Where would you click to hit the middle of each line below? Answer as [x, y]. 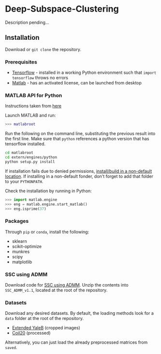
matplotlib [22, 262]
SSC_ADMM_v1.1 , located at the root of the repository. [56, 290]
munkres [21, 252]
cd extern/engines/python [31, 157]
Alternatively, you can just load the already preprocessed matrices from [76, 342]
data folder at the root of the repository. [44, 319]
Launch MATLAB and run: [30, 116]
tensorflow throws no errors [40, 78]
